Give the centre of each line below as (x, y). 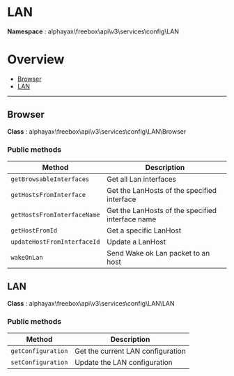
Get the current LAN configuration (130, 351)
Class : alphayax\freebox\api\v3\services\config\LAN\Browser (97, 131)
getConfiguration (39, 351)
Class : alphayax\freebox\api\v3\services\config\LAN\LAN (91, 303)
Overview (36, 60)
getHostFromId (34, 230)
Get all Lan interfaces (141, 179)
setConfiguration (39, 362)
